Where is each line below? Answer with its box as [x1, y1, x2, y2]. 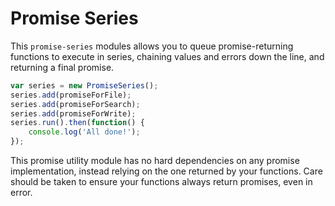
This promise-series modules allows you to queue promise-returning [10, 40, 294, 52]
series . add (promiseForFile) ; [10, 90, 132, 100]
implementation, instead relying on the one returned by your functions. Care [10, 165, 323, 177]
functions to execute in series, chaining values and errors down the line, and [10, 50, 325, 62]
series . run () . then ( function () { [10, 118, 145, 128]
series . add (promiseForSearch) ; [10, 99, 141, 109]
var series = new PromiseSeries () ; [10, 80, 159, 91]
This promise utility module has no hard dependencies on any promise [10, 155, 300, 167]
